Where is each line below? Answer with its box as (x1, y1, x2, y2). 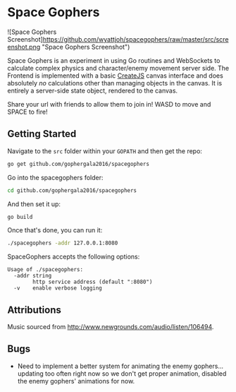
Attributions (7, 304, 62, 316)
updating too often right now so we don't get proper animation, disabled (17, 369, 227, 378)
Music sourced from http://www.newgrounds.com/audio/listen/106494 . (7, 323, 214, 331)
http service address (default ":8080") (32, 278, 153, 286)
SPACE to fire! (7, 107, 48, 116)
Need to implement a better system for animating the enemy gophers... (17, 362, 224, 370)
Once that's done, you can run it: (7, 226, 103, 234)
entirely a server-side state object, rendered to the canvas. (7, 86, 178, 95)
